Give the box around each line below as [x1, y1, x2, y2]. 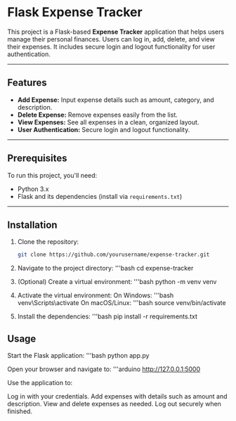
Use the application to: [7, 379, 73, 387]
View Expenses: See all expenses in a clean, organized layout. [17, 117, 199, 127]
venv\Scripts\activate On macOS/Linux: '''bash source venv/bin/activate [17, 299, 226, 307]
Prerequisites [7, 153, 67, 164]
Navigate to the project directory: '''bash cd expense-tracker [17, 264, 194, 273]
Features [7, 77, 47, 89]
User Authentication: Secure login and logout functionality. [17, 125, 190, 134]
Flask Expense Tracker [7, 4, 143, 20]
